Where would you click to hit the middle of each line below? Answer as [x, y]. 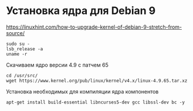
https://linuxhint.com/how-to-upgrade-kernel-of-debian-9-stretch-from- [94, 27]
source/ [16, 33]
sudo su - [18, 44]
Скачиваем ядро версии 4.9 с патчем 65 [57, 65]
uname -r [17, 54]
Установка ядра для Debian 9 [81, 11]
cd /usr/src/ [22, 75]
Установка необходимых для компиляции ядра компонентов [82, 91]
